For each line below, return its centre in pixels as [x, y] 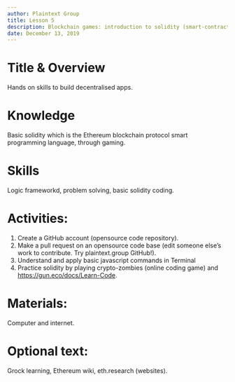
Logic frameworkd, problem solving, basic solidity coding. [91, 191]
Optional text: [48, 352]
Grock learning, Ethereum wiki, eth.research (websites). [87, 370]
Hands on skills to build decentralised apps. [70, 88]
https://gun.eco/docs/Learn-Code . [67, 275]
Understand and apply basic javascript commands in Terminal [106, 260]
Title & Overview [56, 68]
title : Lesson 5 [31, 20]
